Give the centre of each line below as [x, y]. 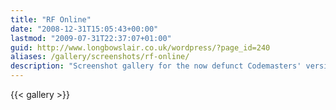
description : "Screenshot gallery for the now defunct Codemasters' [156, 66]
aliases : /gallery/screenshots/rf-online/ [100, 57]
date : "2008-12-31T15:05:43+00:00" [84, 29]
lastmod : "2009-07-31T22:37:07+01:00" [91, 38]
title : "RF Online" [51, 19]
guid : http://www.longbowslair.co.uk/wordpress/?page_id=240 [140, 47]
